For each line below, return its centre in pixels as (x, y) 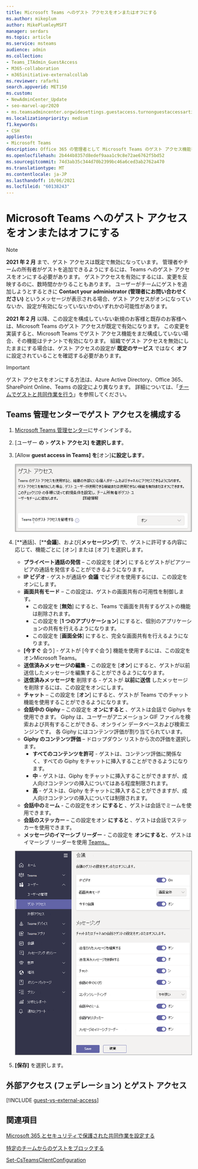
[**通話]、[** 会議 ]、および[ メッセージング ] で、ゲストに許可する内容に (101, 542)
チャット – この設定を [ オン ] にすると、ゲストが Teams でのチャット (106, 695)
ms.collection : (25, 56)
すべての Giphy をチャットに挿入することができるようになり (115, 761)
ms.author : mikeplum (32, 19)
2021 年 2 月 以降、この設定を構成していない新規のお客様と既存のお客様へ (96, 319)
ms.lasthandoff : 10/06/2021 (41, 180)
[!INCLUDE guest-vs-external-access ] (52, 1100)
